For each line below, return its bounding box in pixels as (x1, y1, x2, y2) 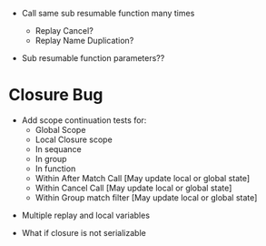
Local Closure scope (34, 134, 113, 145)
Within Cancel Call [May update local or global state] (34, 182, 232, 193)
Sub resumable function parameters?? (21, 53, 165, 63)
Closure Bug (8, 85, 103, 106)
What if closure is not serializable (21, 227, 146, 238)
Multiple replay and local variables (21, 210, 151, 220)
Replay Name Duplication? (34, 36, 134, 46)
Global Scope (34, 124, 86, 135)
